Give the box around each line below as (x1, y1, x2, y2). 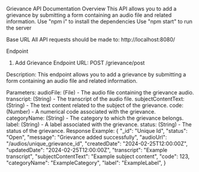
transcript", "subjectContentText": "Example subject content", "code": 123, (6, 153, 190, 160)
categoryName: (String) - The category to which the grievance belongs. (6, 114, 184, 121)
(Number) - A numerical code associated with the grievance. (6, 108, 156, 115)
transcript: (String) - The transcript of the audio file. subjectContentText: (6, 96, 185, 102)
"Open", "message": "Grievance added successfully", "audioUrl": (6, 134, 167, 141)
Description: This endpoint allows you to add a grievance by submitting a (6, 71, 186, 78)
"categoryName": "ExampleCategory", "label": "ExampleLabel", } (6, 159, 167, 166)
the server (6, 24, 32, 31)
